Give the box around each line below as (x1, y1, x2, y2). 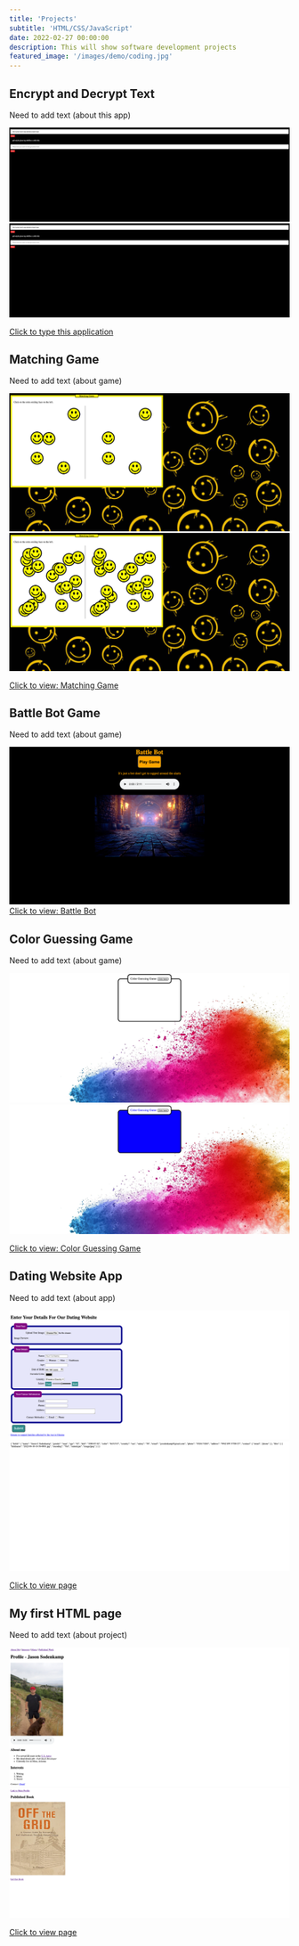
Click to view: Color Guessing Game (9, 1243, 141, 1254)
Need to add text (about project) (9, 1629, 127, 1639)
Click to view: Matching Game (9, 680, 119, 691)
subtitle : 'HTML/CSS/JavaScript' (9, 23, 133, 33)
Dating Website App (9, 1269, 123, 1284)
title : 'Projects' (9, 14, 77, 23)
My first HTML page (9, 1606, 123, 1621)
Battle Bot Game (9, 705, 101, 721)
